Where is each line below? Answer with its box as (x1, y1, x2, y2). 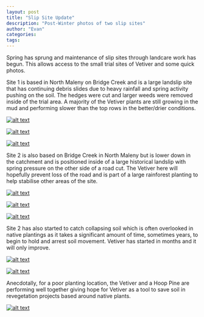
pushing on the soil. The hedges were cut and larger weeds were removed (6, 92, 193, 99)
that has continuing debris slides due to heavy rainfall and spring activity (6, 85, 189, 92)
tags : (6, 37, 20, 43)
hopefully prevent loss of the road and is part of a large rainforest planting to (6, 171, 199, 178)
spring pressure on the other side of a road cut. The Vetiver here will (6, 165, 178, 172)
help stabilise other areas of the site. (6, 178, 98, 184)
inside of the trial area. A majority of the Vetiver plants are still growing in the (6, 98, 199, 105)
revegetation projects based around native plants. (6, 293, 131, 299)
